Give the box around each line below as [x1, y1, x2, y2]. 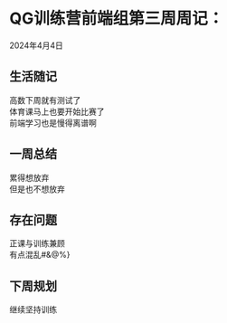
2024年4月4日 [9, 40, 63, 51]
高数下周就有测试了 [9, 94, 81, 105]
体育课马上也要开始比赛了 [9, 106, 105, 117]
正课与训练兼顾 [9, 238, 65, 249]
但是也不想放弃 [9, 183, 65, 195]
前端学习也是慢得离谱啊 [9, 117, 97, 128]
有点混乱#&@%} [9, 250, 71, 261]
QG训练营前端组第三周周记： [9, 8, 224, 29]
